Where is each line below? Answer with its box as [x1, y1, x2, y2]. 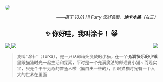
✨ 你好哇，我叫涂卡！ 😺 [45, 30, 118, 38]
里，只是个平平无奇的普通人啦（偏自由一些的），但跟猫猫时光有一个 [16, 65, 151, 71]
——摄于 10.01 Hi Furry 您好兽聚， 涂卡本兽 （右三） [56, 14, 158, 20]
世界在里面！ [25, 71, 51, 77]
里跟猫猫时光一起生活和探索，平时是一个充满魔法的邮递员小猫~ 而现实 [16, 59, 157, 65]
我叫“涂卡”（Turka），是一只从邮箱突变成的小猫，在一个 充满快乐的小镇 [16, 53, 158, 59]
